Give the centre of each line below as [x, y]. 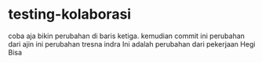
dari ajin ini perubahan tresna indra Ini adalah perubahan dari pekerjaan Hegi [132, 44]
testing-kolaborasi [70, 14]
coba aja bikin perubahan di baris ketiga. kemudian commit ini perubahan [127, 36]
